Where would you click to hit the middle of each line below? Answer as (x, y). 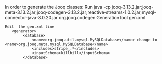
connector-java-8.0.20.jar (32, 18)
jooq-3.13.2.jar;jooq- (132, 7)
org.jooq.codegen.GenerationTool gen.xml (102, 18)
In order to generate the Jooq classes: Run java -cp (58, 7)
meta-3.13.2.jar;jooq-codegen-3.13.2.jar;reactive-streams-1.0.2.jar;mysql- (81, 12)
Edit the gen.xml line (30, 27)
